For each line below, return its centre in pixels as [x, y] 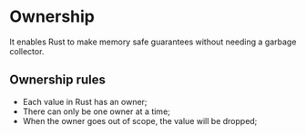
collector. [27, 51]
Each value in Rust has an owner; [85, 101]
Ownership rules [58, 80]
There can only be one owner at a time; [97, 111]
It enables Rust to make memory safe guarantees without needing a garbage [153, 42]
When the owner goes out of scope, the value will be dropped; [140, 121]
